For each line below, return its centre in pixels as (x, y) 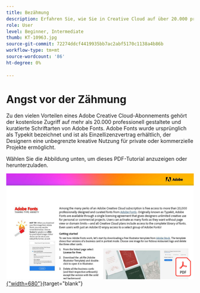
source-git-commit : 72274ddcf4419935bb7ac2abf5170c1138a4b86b (85, 44)
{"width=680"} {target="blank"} (45, 283)
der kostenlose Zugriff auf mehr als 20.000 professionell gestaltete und (94, 122)
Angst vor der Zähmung (66, 99)
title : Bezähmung (28, 13)
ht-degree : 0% (24, 63)
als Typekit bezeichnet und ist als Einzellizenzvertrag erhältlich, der (89, 135)
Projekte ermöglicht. (31, 147)
